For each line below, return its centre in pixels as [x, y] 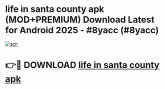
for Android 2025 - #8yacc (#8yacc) [82, 30]
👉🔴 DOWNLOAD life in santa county [82, 65]
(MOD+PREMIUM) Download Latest [80, 20]
